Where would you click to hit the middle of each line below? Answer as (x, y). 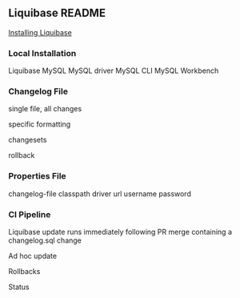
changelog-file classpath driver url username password (100, 193)
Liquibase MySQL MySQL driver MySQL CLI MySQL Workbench (114, 70)
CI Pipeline (30, 214)
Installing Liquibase (40, 32)
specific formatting (40, 124)
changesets (28, 140)
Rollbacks (24, 271)
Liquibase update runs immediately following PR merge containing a (120, 232)
